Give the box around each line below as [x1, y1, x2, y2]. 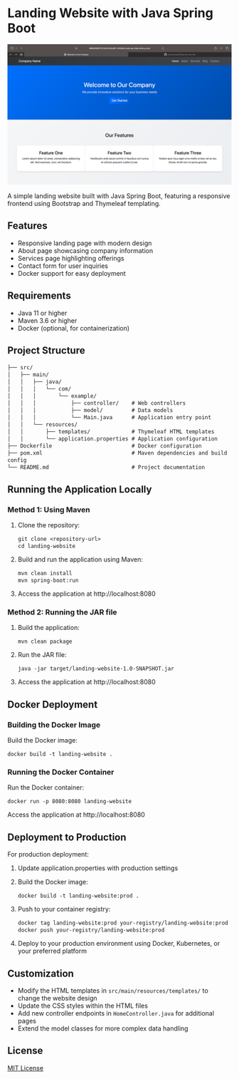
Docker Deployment [7, 698, 98, 711]
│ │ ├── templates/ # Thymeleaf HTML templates [7, 428, 215, 435]
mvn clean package [17, 638, 73, 646]
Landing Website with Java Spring [7, 5, 213, 21]
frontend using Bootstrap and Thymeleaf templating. [7, 199, 161, 207]
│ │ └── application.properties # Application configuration [7, 435, 218, 443]
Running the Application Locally [7, 483, 152, 495]
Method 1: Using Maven [7, 505, 90, 515]
